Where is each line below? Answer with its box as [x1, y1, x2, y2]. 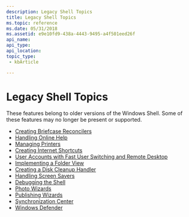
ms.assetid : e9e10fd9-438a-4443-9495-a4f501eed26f [6, 31, 136, 37]
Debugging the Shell [14, 179, 66, 186]
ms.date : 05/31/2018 [6, 25, 58, 32]
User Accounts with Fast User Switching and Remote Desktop [14, 153, 168, 161]
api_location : [6, 48, 42, 54]
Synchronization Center [14, 198, 74, 205]
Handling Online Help [14, 134, 68, 141]
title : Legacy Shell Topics [6, 14, 77, 20]
